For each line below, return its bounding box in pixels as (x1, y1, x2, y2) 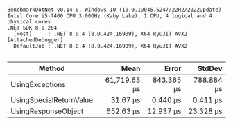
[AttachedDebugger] (7, 37, 64, 44)
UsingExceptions (10, 80, 66, 89)
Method (38, 64, 65, 73)
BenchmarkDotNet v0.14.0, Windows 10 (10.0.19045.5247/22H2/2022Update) (7, 6, 222, 13)
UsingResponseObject (10, 106, 84, 116)
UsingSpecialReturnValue (10, 95, 94, 104)
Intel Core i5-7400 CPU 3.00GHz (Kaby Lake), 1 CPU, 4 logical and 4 (7, 12, 213, 19)
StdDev (197, 64, 223, 73)
